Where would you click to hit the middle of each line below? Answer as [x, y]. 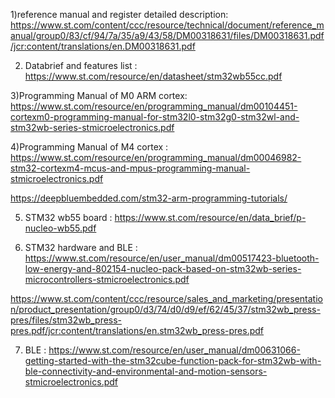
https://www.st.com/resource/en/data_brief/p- [210, 217]
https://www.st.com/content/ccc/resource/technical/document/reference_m [167, 25]
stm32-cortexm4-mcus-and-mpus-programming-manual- [130, 168]
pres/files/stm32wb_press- [66, 320]
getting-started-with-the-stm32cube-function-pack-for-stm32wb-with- [173, 360]
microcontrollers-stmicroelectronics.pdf [107, 279]
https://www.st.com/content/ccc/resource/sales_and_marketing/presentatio [166, 298]
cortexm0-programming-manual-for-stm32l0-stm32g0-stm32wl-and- [155, 117]
